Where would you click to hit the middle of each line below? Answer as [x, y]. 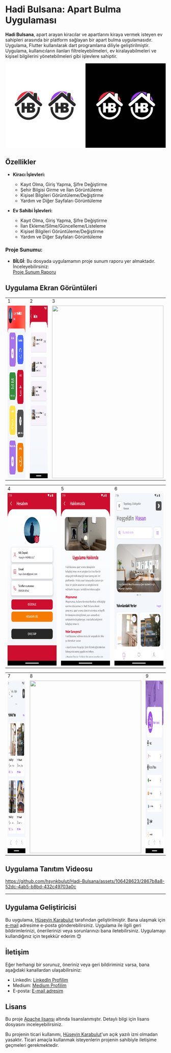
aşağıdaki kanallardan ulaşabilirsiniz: [44, 970]
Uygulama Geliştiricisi [41, 908]
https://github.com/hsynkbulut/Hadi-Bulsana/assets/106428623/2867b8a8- [85, 881]
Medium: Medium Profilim [40, 985]
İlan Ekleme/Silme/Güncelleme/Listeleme [63, 226]
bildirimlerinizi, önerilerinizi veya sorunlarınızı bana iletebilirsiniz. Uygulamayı [85, 931]
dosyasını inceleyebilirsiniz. [34, 1024]
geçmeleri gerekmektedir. [32, 1045]
